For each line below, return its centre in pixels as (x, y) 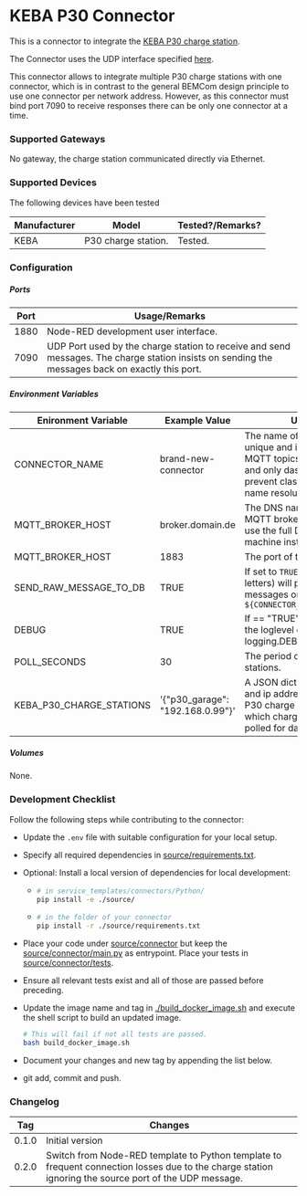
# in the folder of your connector (104, 918)
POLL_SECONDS (50, 662)
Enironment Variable (82, 421)
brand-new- (187, 459)
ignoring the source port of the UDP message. (144, 1179)
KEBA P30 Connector (92, 16)
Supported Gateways (58, 139)
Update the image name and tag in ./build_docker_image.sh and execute (159, 1008)
